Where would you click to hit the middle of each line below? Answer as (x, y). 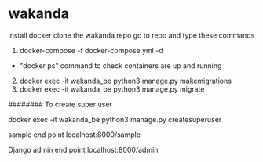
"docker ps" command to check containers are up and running (121, 65)
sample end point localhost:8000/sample (75, 135)
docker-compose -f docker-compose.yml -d (91, 50)
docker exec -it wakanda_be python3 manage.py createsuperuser (115, 119)
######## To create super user (60, 104)
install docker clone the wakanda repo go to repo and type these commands (131, 35)
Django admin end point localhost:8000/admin (83, 149)
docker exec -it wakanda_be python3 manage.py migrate (112, 89)
